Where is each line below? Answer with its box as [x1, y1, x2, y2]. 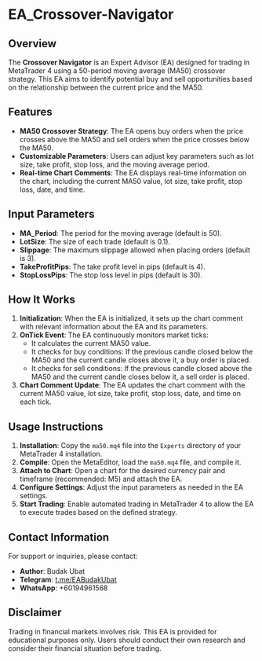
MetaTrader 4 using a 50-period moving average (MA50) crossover [8, 66, 226, 75]
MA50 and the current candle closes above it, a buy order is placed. [31, 355, 251, 365]
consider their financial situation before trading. [8, 643, 162, 653]
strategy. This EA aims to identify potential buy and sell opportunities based [8, 75, 253, 83]
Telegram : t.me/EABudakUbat [19, 575, 118, 585]
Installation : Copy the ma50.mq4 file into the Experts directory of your [19, 441, 242, 450]
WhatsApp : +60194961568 [19, 583, 108, 593]
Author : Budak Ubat [19, 567, 86, 576]
